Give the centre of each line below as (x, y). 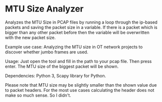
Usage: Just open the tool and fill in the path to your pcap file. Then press (78, 61)
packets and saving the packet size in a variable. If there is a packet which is (81, 27)
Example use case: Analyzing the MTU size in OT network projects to (74, 47)
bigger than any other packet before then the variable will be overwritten (77, 32)
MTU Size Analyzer (44, 9)
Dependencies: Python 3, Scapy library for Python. (56, 76)
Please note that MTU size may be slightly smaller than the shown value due (81, 85)
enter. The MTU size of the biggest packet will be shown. (62, 66)
